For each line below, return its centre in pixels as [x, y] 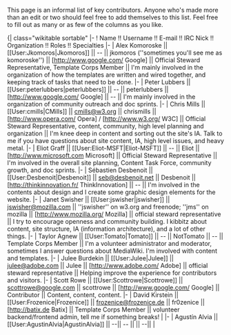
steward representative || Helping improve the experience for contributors [112, 273]
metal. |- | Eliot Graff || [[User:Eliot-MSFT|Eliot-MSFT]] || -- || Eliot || [103, 148]
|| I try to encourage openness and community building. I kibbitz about [107, 221]
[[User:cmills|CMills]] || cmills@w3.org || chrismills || [82, 111]
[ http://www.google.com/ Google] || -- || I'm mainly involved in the [101, 97]
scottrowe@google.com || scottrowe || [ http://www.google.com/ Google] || [113, 287]
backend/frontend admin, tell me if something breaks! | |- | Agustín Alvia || [113, 317]
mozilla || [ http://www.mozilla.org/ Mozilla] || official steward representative [114, 214]
